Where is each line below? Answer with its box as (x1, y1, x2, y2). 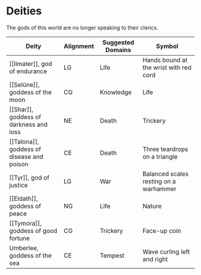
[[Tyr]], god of (9, 173, 50, 182)
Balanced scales (142, 170, 189, 178)
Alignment (63, 42, 95, 50)
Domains (105, 46, 132, 54)
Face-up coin (142, 226, 181, 235)
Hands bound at (142, 56, 188, 64)
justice (9, 181, 28, 189)
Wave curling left (142, 247, 190, 256)
